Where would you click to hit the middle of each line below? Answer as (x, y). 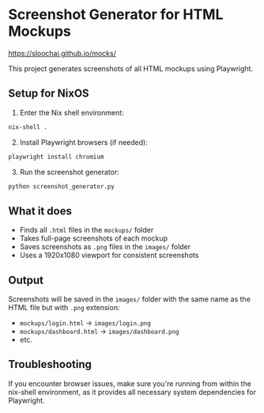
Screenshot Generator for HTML (116, 15)
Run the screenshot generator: (70, 172)
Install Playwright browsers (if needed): (83, 142)
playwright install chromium (56, 157)
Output (26, 280)
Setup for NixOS (49, 94)
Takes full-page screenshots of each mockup (94, 238)
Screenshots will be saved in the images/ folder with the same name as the (130, 299)
